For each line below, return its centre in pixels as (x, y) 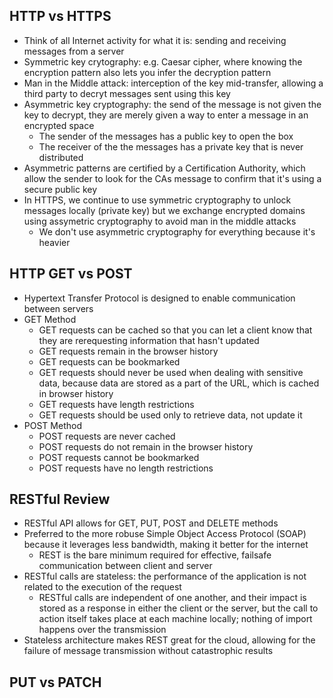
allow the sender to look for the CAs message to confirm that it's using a (172, 178)
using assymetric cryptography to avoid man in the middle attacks (160, 221)
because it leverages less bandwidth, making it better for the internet (166, 545)
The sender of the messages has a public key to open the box (166, 136)
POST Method (52, 425)
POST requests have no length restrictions (126, 468)
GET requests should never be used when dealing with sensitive (171, 372)
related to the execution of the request (102, 587)
